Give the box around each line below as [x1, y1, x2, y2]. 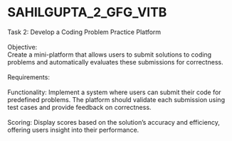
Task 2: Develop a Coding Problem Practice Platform [7, 28, 162, 36]
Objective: [7, 43, 38, 51]
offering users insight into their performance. [7, 125, 139, 134]
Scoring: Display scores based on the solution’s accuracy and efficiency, [7, 118, 221, 126]
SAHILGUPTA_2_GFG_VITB [7, 4, 167, 21]
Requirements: [7, 72, 50, 81]
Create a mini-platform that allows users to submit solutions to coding [7, 50, 212, 59]
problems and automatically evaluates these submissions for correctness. [7, 57, 223, 66]
